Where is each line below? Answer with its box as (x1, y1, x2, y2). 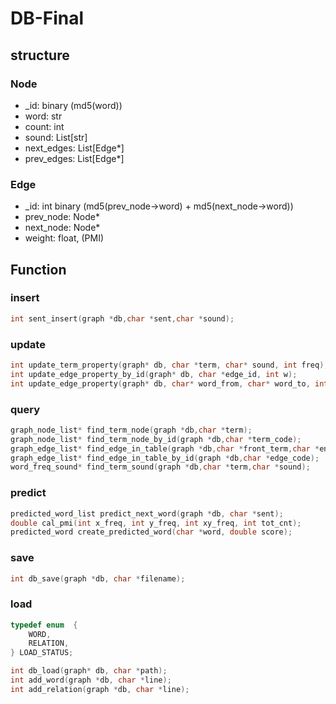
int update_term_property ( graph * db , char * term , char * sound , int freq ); (10, 360, 329, 371)
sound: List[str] (24, 131, 88, 143)
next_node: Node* (24, 222, 101, 234)
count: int (24, 120, 65, 132)
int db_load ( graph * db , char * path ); (10, 666, 168, 676)
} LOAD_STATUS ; (10, 648, 74, 658)
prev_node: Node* (24, 211, 100, 223)
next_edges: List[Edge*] (24, 142, 125, 154)
